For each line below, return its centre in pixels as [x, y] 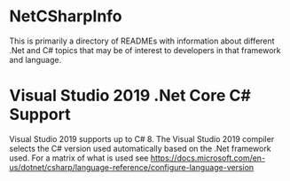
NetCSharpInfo [66, 16]
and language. [35, 59]
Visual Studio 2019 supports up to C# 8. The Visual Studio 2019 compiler [142, 138]
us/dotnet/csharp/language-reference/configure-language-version [132, 167]
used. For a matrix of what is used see [79, 158]
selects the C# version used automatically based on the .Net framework [141, 148]
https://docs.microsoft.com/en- [208, 158]
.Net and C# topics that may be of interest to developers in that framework [145, 50]
